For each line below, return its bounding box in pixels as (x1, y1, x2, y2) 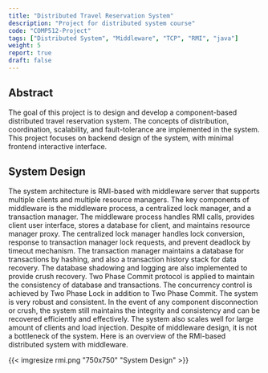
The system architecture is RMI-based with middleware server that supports (8, 186, 261, 196)
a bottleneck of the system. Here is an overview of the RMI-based (8, 330, 226, 341)
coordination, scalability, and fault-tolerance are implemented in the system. (8, 124, 260, 134)
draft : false (8, 57, 52, 65)
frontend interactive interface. (8, 141, 108, 151)
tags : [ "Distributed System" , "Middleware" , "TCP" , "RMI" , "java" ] (8, 34, 239, 43)
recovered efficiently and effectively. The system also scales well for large (8, 314, 254, 323)
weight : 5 (8, 42, 42, 50)
